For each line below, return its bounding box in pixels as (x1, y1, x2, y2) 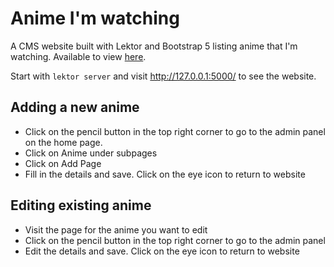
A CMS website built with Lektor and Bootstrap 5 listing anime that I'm (10, 40, 298, 52)
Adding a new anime (10, 99, 140, 116)
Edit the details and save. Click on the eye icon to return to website (24, 245, 300, 257)
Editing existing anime (10, 197, 152, 214)
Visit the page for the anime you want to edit (24, 223, 208, 236)
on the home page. (24, 136, 103, 148)
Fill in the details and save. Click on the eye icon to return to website (24, 168, 306, 180)
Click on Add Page (24, 157, 102, 169)
